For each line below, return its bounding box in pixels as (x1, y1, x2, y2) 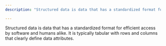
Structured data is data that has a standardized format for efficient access (5, 25, 156, 31)
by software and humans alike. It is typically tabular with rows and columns (5, 30, 158, 36)
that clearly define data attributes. (5, 35, 74, 41)
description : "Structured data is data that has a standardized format (5, 7, 156, 12)
